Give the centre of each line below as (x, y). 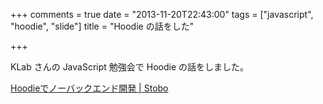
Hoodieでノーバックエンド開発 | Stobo (89, 88)
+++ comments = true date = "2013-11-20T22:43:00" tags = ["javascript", (162, 14)
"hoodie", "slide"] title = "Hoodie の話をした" (102, 26)
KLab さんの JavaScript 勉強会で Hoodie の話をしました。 (130, 67)
